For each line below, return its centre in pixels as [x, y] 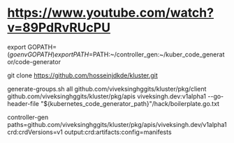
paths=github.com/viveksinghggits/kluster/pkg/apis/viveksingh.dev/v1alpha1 [117, 124]
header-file [23, 103]
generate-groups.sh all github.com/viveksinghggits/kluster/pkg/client [107, 89]
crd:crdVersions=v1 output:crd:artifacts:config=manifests [90, 132]
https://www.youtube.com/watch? [111, 13]
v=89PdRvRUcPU [59, 28]
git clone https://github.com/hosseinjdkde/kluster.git [83, 75]
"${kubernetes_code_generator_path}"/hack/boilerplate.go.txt [130, 103]
